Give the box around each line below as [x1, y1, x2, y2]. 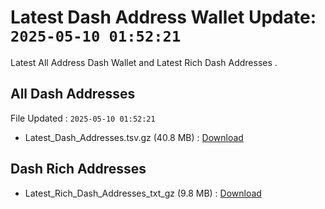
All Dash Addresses [10, 86, 136, 103]
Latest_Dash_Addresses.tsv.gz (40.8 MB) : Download [24, 131, 244, 143]
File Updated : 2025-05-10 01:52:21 [10, 112, 156, 124]
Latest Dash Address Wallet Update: [10, 6, 317, 29]
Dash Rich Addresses [10, 161, 147, 178]
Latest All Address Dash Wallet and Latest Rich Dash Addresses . [10, 56, 278, 68]
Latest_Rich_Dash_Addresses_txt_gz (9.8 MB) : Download [24, 187, 262, 199]
